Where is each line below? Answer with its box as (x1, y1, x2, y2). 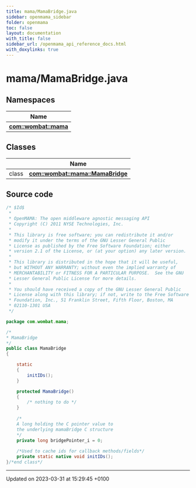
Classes (6, 142, 36, 152)
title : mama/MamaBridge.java (6, 8, 77, 15)
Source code (6, 189, 54, 199)
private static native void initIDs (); (16, 454, 114, 460)
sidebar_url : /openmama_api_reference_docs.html (6, 42, 127, 47)
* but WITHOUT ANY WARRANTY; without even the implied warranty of (8, 264, 176, 270)
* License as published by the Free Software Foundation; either (8, 243, 171, 249)
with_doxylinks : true (6, 47, 59, 53)
